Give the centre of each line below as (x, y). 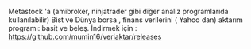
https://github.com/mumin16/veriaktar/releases (85, 36)
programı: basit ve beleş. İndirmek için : (73, 28)
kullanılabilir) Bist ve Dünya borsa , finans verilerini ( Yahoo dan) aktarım (126, 20)
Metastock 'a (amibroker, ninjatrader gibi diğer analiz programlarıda (118, 11)
